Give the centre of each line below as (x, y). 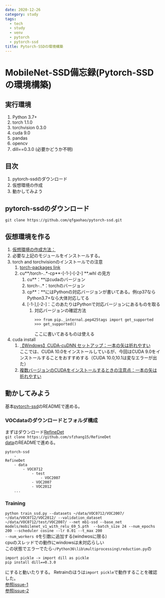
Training (15, 503)
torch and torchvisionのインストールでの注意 (57, 262)
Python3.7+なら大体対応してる (58, 298)
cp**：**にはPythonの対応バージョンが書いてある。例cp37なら (91, 292)
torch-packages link (40, 267)
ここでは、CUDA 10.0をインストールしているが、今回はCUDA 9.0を (88, 351)
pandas (20, 138)
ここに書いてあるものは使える (64, 334)
